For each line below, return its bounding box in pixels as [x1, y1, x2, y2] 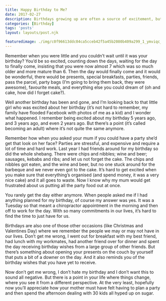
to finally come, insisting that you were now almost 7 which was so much [5, 63, 154, 69]
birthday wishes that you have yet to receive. [5, 259, 97, 265]
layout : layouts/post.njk [5, 30, 58, 35]
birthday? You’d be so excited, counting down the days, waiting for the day [5, 58, 157, 64]
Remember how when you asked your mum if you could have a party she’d [5, 135, 157, 141]
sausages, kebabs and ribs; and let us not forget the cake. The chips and [5, 156, 154, 162]
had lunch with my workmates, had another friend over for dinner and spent [5, 238, 160, 244]
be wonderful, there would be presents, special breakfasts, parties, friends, [5, 74, 159, 80]
